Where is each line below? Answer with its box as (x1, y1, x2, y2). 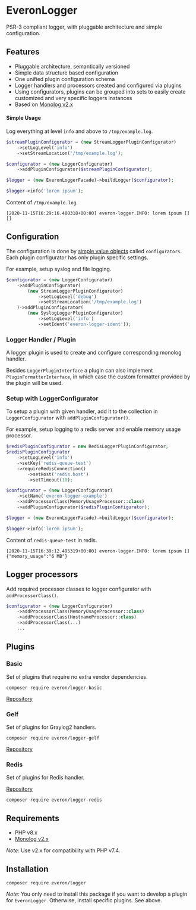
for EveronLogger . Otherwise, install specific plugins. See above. (6, 896, 162, 903)
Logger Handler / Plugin (6, 335, 76, 343)
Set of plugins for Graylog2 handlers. (6, 723, 97, 731)
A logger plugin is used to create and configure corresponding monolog (6, 349, 182, 356)
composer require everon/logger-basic (6, 685, 102, 691)
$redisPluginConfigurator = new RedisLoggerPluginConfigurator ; (6, 443, 169, 450)
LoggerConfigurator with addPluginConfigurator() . (6, 414, 131, 421)
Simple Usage (6, 114, 42, 122)
